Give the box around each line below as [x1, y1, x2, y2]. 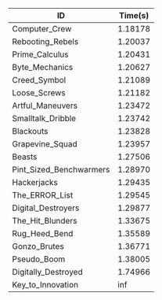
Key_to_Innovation [12, 280, 79, 290]
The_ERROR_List [12, 190, 74, 200]
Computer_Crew [12, 24, 72, 34]
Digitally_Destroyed [12, 267, 84, 277]
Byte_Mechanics [12, 62, 74, 72]
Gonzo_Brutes [12, 241, 64, 251]
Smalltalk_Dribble [12, 113, 77, 124]
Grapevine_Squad [12, 139, 78, 149]
